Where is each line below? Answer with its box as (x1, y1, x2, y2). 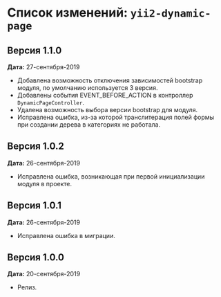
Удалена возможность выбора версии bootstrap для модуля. (17, 106, 198, 114)
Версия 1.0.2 (7, 141, 64, 152)
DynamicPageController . (17, 98, 85, 107)
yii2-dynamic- (130, 7, 211, 20)
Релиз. (17, 283, 37, 291)
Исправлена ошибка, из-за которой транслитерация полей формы (17, 113, 215, 121)
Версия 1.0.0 (7, 251, 64, 264)
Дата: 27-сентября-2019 (7, 63, 80, 71)
